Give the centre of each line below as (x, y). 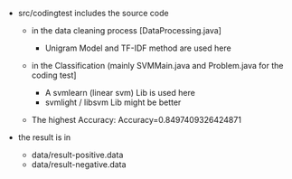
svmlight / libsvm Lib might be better (113, 102)
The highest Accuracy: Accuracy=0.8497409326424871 (137, 120)
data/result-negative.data (79, 165)
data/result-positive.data (77, 155)
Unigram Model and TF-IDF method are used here (138, 48)
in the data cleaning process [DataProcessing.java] (126, 30)
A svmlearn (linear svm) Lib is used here (120, 93)
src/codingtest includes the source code (93, 13)
